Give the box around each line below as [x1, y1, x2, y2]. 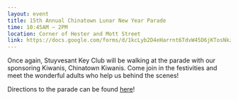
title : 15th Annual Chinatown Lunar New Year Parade [7, 17, 166, 24]
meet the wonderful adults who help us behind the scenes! [7, 72, 179, 80]
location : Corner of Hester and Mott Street [7, 30, 141, 38]
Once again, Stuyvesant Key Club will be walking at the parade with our [7, 56, 216, 65]
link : [7, 37, 23, 44]
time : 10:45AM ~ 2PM [7, 23, 69, 30]
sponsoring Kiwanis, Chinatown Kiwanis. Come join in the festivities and [7, 64, 217, 72]
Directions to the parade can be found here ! [7, 85, 135, 94]
